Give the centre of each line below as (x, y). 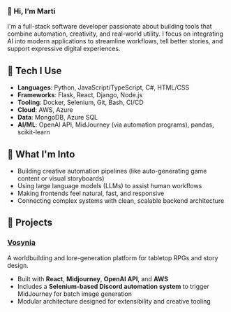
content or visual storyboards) (61, 178)
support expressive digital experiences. (64, 49)
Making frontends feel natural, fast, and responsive (91, 193)
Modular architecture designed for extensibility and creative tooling (114, 301)
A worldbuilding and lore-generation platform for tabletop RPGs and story (113, 257)
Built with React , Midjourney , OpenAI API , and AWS (93, 278)
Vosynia (22, 243)
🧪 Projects (30, 223)
